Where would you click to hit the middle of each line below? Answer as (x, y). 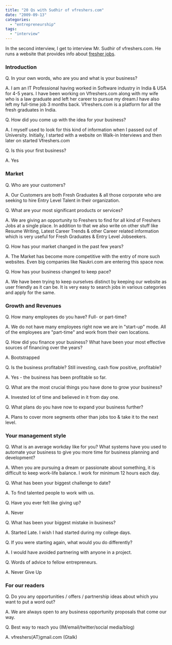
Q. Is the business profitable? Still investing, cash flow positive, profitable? (83, 367)
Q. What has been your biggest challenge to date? (58, 483)
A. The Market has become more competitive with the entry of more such (83, 256)
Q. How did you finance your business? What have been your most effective (85, 342)
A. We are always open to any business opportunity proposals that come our (86, 612)
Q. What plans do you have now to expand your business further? (74, 407)
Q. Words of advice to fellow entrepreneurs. (51, 562)
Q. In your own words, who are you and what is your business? (71, 78)
